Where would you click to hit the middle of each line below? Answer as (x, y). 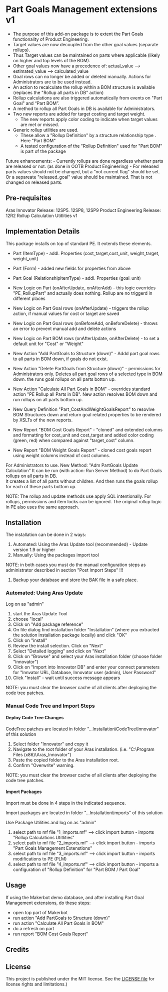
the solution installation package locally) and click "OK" (70, 635)
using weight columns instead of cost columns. (61, 455)
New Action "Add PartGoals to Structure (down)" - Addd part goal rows (86, 353)
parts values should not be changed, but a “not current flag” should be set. (83, 171)
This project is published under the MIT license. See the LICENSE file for (80, 979)
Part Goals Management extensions (81, 9)
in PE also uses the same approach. (42, 507)
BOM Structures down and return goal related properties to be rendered (87, 414)
